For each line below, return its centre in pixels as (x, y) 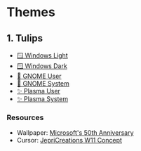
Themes (31, 12)
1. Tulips (25, 38)
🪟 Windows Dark (42, 66)
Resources (25, 117)
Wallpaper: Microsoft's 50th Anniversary (75, 133)
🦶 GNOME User (39, 76)
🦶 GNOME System (43, 84)
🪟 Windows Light (42, 55)
